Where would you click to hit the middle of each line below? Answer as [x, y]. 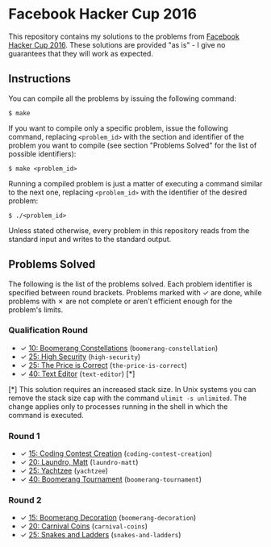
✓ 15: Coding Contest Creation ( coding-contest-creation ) [116, 453]
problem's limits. [36, 309]
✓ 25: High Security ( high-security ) [80, 357]
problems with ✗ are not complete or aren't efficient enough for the [120, 301]
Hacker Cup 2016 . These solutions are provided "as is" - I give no [117, 44]
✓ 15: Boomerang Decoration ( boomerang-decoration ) [108, 518]
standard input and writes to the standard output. [90, 239]
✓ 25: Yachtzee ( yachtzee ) [64, 471]
